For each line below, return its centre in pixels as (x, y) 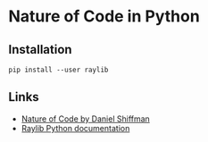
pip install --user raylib (58, 70)
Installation (40, 50)
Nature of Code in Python (104, 17)
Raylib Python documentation (75, 128)
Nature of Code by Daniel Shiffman (86, 119)
